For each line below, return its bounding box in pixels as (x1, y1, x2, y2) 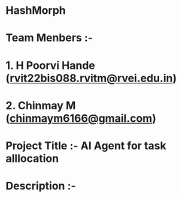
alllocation (5, 151, 59, 165)
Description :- (5, 179, 76, 193)
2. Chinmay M (5, 98, 76, 112)
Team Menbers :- (5, 31, 93, 45)
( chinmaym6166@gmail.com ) (5, 112, 156, 125)
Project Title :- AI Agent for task (5, 139, 166, 152)
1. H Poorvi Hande (5, 58, 95, 72)
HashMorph (5, 4, 66, 17)
